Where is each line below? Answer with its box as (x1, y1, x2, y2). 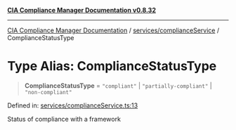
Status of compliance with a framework (7, 115, 122, 123)
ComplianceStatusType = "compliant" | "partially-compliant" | (24, 81, 212, 90)
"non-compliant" (24, 89, 72, 96)
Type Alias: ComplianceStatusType (7, 58, 217, 74)
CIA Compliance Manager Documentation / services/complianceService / (7, 26, 220, 34)
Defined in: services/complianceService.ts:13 (7, 101, 138, 110)
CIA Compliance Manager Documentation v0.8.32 (7, 6, 157, 14)
